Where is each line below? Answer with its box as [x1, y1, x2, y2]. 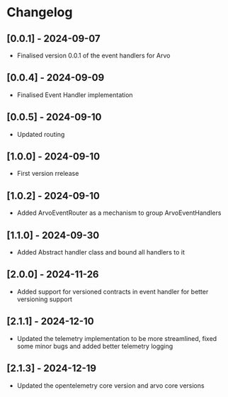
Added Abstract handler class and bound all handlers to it [16, 248, 185, 257]
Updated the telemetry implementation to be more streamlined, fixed [16, 334, 217, 342]
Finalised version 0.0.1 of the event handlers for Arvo [16, 51, 171, 60]
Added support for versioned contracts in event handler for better [16, 287, 209, 296]
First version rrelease [16, 169, 79, 178]
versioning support [16, 295, 72, 303]
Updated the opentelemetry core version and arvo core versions [16, 381, 205, 390]
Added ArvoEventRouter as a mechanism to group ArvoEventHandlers [16, 208, 222, 217]
